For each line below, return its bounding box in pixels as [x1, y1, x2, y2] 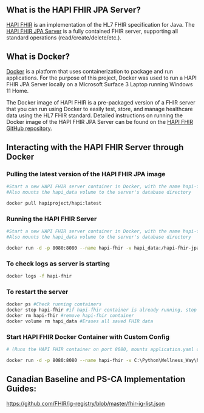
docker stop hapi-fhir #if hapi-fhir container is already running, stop [6, 307, 197, 313]
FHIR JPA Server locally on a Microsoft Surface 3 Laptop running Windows [6, 80, 193, 87]
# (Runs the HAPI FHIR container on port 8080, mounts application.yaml [6, 346, 194, 353]
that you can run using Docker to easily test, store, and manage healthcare [6, 105, 193, 112]
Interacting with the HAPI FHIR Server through [6, 142, 184, 152]
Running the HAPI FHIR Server [6, 214, 97, 223]
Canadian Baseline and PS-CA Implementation [6, 374, 186, 384]
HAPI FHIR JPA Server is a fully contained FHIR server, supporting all [6, 27, 178, 35]
